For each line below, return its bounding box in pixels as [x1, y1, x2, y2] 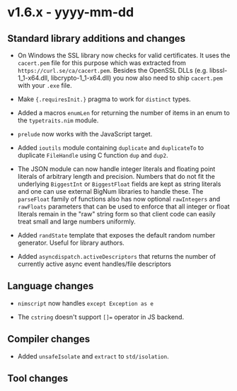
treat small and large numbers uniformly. [17, 217, 136, 226]
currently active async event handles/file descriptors [17, 259, 172, 268]
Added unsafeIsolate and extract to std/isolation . [17, 351, 169, 361]
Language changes [7, 280, 94, 292]
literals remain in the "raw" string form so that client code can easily [17, 210, 216, 218]
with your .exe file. [17, 81, 72, 89]
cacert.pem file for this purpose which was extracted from [17, 59, 186, 67]
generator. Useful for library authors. [17, 238, 125, 247]
